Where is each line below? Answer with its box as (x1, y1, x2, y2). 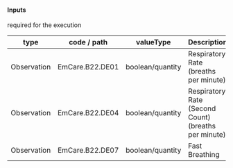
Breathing (188, 150, 220, 160)
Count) (188, 112, 211, 122)
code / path (69, 37, 108, 47)
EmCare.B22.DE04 (58, 108, 119, 118)
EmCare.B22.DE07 (58, 146, 119, 156)
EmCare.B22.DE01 (58, 62, 119, 72)
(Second (188, 104, 216, 114)
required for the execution (7, 21, 82, 29)
